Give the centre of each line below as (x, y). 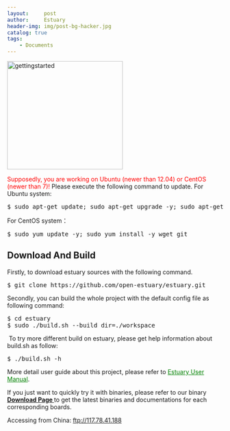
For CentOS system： (38, 221)
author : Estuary (37, 20)
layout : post (32, 13)
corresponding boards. (39, 407)
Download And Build (51, 255)
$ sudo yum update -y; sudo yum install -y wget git (98, 234)
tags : (15, 39)
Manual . (18, 379)
